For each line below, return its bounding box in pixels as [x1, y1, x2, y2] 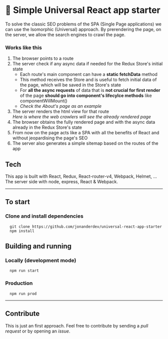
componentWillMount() [19, 98, 67, 104]
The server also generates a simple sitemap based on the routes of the [12, 140, 158, 146]
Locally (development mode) [5, 257, 76, 264]
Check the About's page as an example [19, 103, 102, 109]
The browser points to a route [12, 55, 74, 61]
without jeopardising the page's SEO [12, 135, 88, 141]
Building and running [5, 242, 71, 251]
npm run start [9, 268, 39, 274]
